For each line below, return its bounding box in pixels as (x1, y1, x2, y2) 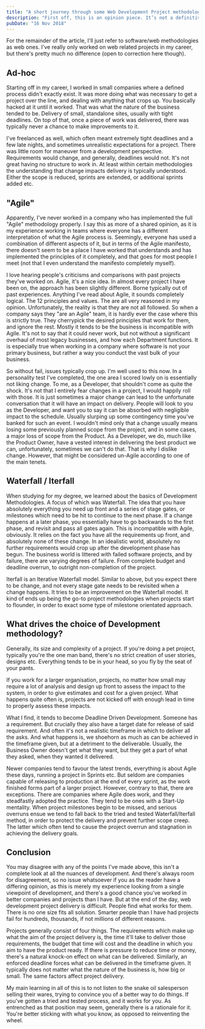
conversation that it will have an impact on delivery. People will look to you (6, 400, 193, 407)
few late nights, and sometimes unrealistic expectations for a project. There (6, 141, 196, 148)
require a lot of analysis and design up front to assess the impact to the (6, 682, 185, 690)
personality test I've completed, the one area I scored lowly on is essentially (6, 374, 197, 381)
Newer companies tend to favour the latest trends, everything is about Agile (6, 765, 197, 772)
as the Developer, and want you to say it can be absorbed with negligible (6, 407, 189, 413)
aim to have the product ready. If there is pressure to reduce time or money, (6, 947, 196, 954)
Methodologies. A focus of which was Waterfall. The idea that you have (6, 498, 186, 506)
